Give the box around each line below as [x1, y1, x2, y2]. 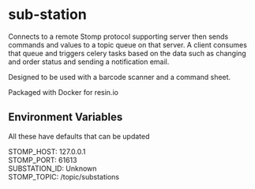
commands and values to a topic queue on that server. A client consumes [8, 40, 247, 49]
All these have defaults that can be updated [8, 131, 150, 141]
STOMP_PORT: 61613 [8, 155, 77, 164]
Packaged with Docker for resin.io [8, 87, 118, 96]
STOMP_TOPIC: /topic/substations [8, 172, 120, 181]
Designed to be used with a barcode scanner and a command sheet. [8, 72, 231, 81]
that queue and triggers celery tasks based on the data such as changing [8, 48, 246, 58]
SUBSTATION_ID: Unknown [8, 164, 97, 173]
